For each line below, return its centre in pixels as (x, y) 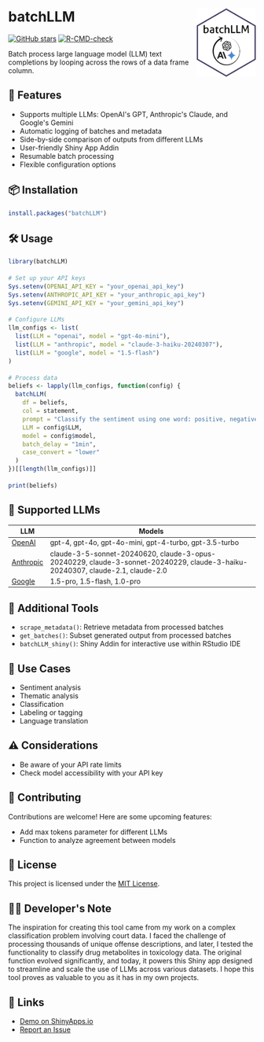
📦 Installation (43, 190)
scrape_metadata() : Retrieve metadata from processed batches (121, 627)
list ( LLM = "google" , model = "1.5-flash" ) (87, 353)
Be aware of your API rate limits (70, 764)
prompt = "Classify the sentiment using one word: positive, (124, 419)
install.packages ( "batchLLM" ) (58, 213)
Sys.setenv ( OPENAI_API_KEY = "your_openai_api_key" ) (96, 286)
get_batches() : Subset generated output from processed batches (125, 635)
